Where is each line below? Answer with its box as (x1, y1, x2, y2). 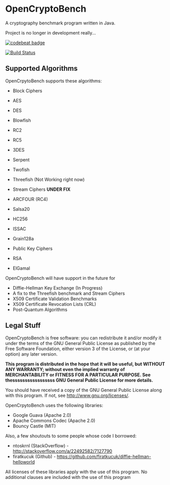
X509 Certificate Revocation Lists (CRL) (12, 301, 97, 307)
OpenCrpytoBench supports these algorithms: (5, 77, 102, 84)
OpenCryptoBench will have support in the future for (5, 275, 116, 281)
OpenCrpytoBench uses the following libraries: (5, 402, 103, 408)
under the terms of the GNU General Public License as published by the (5, 340, 156, 346)
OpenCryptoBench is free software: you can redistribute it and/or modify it (5, 334, 162, 341)
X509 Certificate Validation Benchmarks (12, 296, 97, 302)
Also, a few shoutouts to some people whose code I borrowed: (5, 433, 137, 439)
